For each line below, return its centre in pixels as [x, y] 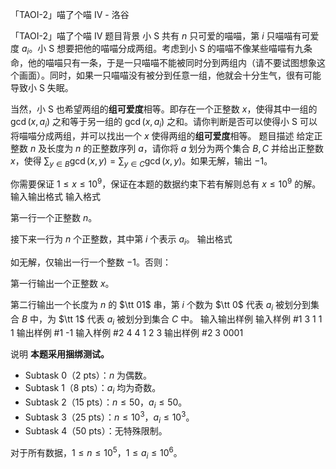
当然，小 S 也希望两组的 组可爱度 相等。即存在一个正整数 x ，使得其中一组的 [164, 109]
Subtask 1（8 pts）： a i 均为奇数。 [93, 389]
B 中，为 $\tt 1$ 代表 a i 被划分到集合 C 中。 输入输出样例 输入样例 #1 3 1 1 [172, 320]
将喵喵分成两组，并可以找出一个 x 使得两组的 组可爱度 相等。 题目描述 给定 [162, 135]
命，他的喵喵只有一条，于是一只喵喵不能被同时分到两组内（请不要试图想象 [163, 62]
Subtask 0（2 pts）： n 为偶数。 [88, 375]
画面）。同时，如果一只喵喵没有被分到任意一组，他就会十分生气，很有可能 [170, 75]
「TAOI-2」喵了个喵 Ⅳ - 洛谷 [70, 14]
